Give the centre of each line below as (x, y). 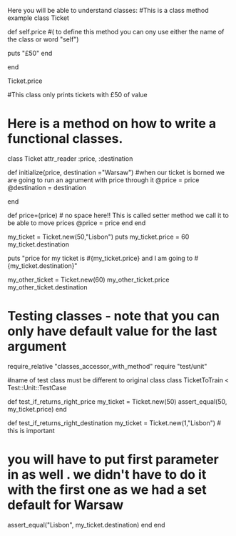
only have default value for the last (112, 331)
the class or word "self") (43, 39)
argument (37, 347)
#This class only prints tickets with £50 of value (77, 95)
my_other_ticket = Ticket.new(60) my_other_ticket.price (88, 279)
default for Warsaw (66, 505)
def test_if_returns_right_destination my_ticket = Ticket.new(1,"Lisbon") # (114, 423)
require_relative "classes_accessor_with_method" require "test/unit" (107, 366)
